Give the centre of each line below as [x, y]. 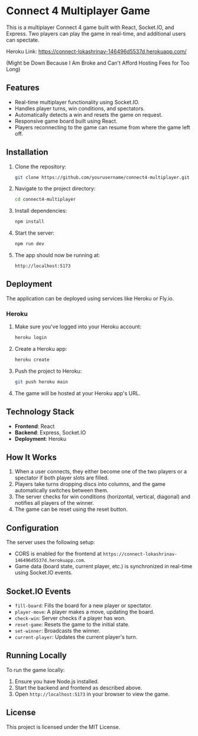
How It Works [32, 457]
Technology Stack [40, 412]
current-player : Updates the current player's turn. [76, 637]
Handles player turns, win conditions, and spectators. [79, 108]
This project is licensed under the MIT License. [63, 727]
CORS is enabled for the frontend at [58, 554]
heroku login [31, 338]
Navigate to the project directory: [55, 188]
